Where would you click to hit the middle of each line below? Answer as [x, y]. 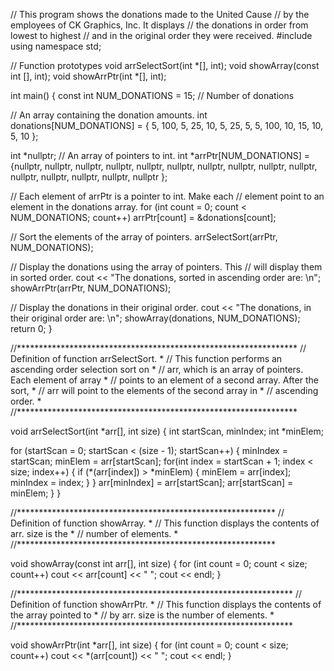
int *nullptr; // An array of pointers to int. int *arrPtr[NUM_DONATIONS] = [160, 155]
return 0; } [31, 328]
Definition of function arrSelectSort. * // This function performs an [146, 358]
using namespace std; [56, 46]
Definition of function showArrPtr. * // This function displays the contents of [166, 604]
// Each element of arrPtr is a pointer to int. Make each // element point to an [167, 196]
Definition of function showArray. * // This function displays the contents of [165, 523]
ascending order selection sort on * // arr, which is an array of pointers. [157, 369]
